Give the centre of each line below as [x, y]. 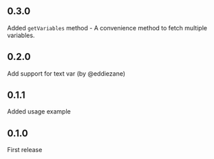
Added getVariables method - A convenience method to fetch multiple [107, 28]
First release [25, 150]
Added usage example [39, 112]
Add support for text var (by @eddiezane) [66, 73]
